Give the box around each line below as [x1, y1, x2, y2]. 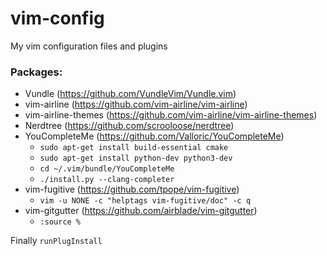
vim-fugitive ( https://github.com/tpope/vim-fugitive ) [24, 183, 240, 196]
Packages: [10, 65, 63, 79]
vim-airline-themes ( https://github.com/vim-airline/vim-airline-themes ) [24, 109, 318, 121]
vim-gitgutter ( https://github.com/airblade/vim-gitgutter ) [24, 205, 258, 217]
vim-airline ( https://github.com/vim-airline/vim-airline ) [24, 98, 248, 111]
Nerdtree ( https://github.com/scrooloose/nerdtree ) [24, 120, 235, 132]
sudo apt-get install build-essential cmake [39, 143, 229, 153]
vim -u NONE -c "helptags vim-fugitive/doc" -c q [39, 196, 252, 206]
